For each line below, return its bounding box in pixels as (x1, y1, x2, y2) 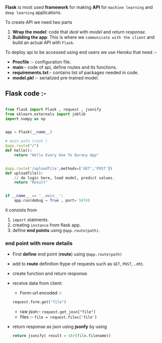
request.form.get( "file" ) (12, 299, 66, 304)
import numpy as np (5, 116, 46, 121)
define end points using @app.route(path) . (12, 227, 100, 233)
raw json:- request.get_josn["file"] (19, 308, 96, 314)
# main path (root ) (5, 138, 48, 144)
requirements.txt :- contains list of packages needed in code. (12, 69, 139, 75)
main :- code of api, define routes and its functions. (12, 64, 117, 70)
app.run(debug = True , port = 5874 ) (14, 198, 91, 203)
